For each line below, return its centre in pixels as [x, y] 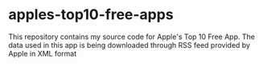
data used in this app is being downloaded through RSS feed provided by [129, 45]
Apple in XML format [43, 53]
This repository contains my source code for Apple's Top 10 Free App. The [132, 37]
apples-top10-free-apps [91, 15]
